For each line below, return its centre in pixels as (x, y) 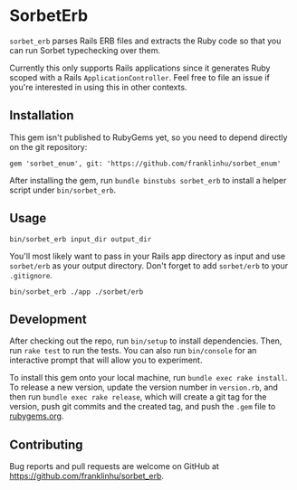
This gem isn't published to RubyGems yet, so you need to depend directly (148, 137)
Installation (42, 115)
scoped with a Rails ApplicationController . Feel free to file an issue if (139, 77)
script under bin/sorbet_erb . (63, 190)
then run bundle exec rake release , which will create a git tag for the (138, 397)
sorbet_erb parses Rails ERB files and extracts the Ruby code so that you (145, 41)
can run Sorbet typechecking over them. (85, 50)
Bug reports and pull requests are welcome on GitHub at (115, 466)
